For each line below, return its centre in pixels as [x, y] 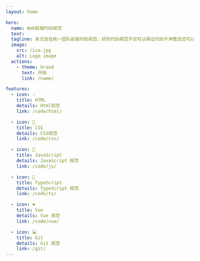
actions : [22, 61]
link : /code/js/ [37, 166]
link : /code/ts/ [37, 194]
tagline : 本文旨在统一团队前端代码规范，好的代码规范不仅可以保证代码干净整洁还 [99, 40]
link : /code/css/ [38, 139]
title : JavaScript [39, 155]
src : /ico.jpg [34, 51]
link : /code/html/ [39, 111]
